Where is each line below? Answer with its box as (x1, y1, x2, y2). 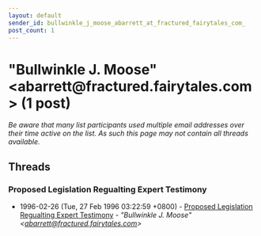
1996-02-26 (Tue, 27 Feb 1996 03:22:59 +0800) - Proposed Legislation (19, 202, 253, 211)
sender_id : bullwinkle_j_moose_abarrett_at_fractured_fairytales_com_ (8, 19, 246, 27)
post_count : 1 (8, 26, 55, 34)
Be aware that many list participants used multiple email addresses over (8, 120, 245, 130)
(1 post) (21, 94, 71, 112)
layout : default (8, 11, 62, 20)
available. (8, 137, 41, 147)
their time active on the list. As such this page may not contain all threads (8, 128, 249, 139)
